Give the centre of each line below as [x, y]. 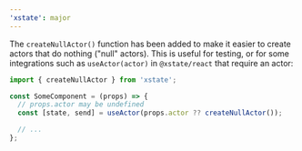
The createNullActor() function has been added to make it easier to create [150, 44]
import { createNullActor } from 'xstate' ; [93, 80]
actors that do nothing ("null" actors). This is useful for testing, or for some [149, 53]
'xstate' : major [40, 18]
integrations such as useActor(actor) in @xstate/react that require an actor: [151, 63]
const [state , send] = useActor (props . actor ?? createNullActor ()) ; [150, 113]
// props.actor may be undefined [81, 105]
